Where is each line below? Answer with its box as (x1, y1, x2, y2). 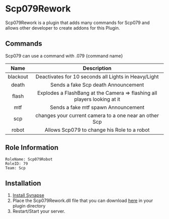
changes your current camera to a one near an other (35, 112, 159, 119)
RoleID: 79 (5, 161, 28, 166)
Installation (5, 179, 41, 187)
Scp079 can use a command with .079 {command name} (5, 53, 123, 59)
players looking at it (74, 96, 121, 103)
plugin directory (12, 203, 46, 209)
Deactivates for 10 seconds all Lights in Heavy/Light (35, 73, 159, 80)
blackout (8, 73, 29, 80)
